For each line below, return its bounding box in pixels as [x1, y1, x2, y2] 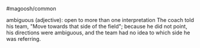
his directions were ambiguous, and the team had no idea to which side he [6, 29, 190, 36]
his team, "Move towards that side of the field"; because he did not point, [6, 23, 187, 30]
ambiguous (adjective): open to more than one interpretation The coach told [6, 17, 194, 23]
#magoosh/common [6, 5, 56, 12]
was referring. [6, 36, 41, 42]
